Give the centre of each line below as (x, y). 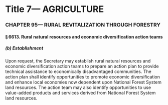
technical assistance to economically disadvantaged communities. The (78, 71)
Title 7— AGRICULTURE (55, 9)
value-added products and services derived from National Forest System (80, 92)
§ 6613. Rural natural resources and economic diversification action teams (84, 36)
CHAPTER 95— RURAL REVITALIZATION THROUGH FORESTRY (83, 25)
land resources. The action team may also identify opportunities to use (78, 87)
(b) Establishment (24, 48)
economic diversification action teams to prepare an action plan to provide (82, 66)
